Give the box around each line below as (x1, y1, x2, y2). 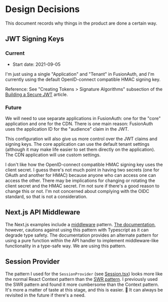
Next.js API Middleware (5, 208, 80, 217)
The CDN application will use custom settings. (5, 152, 101, 158)
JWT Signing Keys (5, 35, 64, 43)
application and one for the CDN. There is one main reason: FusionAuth (5, 121, 153, 127)
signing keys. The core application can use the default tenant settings (5, 141, 150, 147)
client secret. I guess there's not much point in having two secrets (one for (5, 167, 159, 173)
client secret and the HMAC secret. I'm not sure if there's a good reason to (5, 182, 160, 189)
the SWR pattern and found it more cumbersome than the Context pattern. (5, 281, 159, 287)
